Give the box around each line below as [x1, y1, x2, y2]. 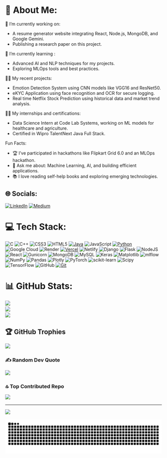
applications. [12, 167, 39, 173]
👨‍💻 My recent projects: [5, 75, 52, 81]
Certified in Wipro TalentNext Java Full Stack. [12, 130, 105, 136]
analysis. [12, 100, 31, 106]
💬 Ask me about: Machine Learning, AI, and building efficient [12, 162, 137, 168]
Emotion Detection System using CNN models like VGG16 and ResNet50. [12, 84, 161, 91]
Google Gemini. [12, 36, 45, 42]
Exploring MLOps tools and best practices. [12, 66, 100, 72]
